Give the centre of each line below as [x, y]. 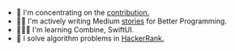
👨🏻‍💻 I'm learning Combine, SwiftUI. [75, 30]
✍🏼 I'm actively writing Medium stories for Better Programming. [121, 21]
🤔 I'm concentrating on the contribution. [83, 13]
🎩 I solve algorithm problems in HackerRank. [90, 38]
